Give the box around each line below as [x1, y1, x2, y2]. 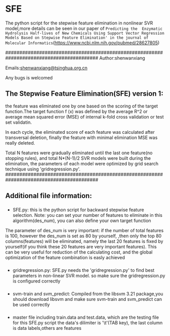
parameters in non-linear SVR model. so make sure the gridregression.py [12, 272, 165, 278]
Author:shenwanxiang [99, 54, 146, 61]
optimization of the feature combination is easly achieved [5, 255, 125, 261]
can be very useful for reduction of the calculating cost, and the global [5, 249, 153, 255]
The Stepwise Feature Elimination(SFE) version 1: [5, 90, 163, 98]
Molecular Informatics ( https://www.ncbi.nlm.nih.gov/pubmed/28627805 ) [5, 39, 160, 46]
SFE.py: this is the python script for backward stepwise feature [12, 207, 145, 213]
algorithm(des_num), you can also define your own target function [12, 217, 151, 224]
